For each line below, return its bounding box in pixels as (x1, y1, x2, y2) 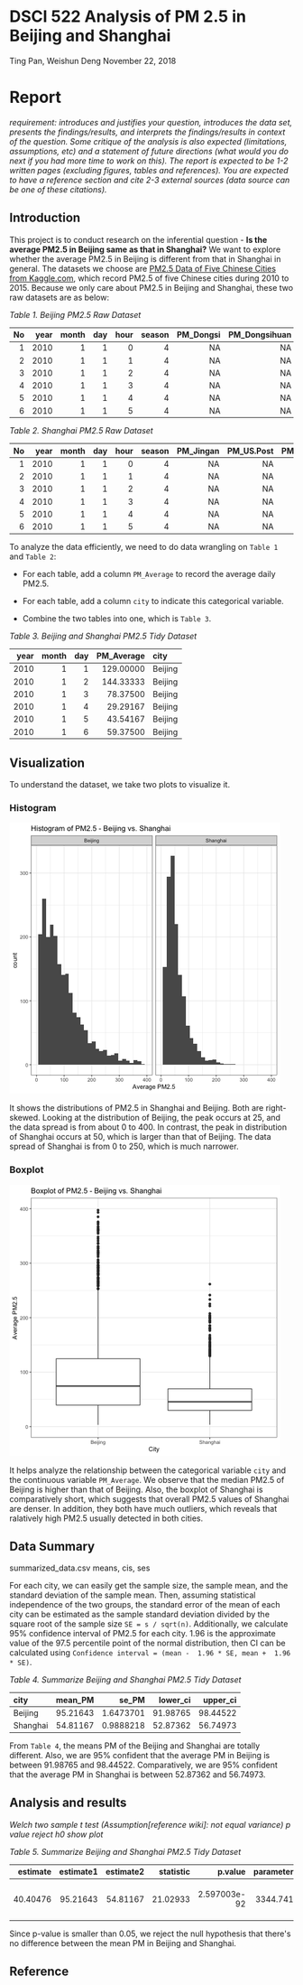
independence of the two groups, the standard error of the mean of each (9, 1599, 280, 1610)
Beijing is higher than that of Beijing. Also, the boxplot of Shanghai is (9, 1484, 263, 1495)
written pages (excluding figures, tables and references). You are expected (9, 164, 289, 175)
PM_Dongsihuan (228, 330, 292, 340)
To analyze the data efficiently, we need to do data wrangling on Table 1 (9, 541, 279, 552)
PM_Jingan (177, 445, 220, 456)
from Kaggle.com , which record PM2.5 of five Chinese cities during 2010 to (9, 273, 289, 284)
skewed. (9, 1113, 41, 1123)
